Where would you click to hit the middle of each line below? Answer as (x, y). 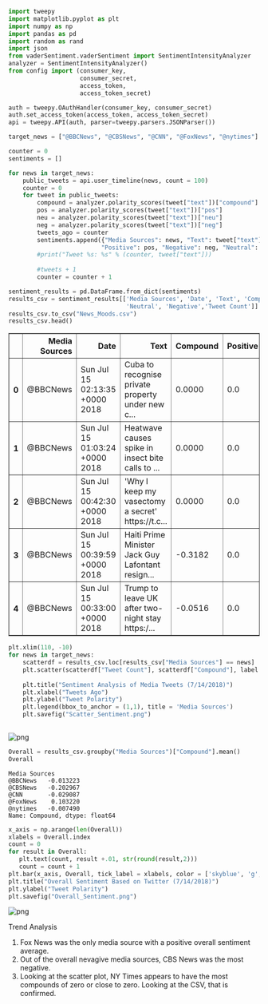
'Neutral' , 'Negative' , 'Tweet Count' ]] (193, 306)
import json (28, 49)
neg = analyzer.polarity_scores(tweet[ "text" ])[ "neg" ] (130, 225)
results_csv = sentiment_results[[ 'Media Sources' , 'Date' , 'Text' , (124, 299)
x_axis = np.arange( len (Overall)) (66, 829)
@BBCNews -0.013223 (44, 780)
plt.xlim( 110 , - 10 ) (41, 648)
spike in (139, 448)
